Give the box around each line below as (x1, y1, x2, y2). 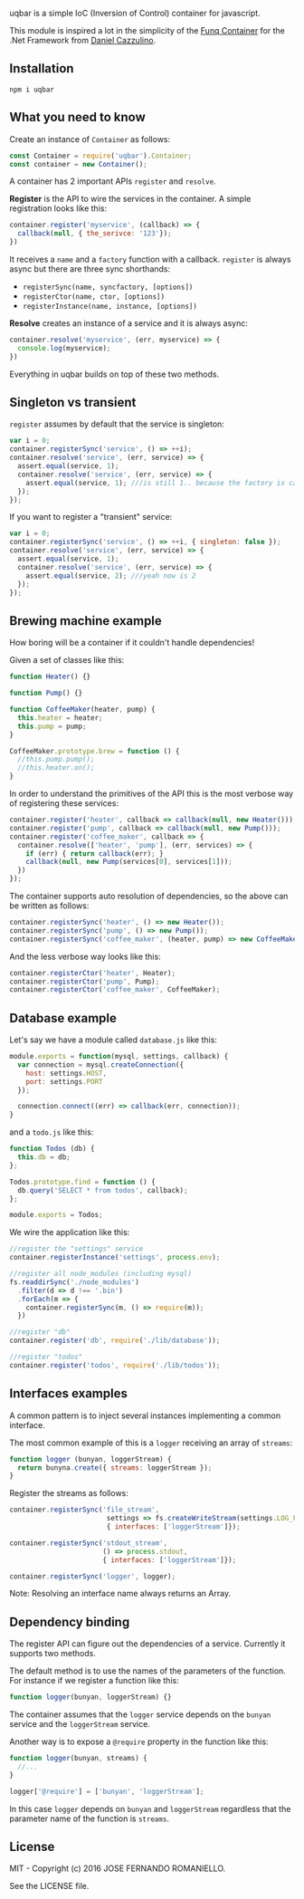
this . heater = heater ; (17, 713, 103, 723)
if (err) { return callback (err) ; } (25, 849, 165, 858)
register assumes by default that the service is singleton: (9, 418, 224, 429)
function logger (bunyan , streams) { (9, 1754, 147, 1763)
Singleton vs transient (9, 395, 137, 410)
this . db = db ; (17, 1153, 71, 1162)
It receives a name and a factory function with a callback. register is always (9, 254, 291, 264)
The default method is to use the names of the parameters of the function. (9, 1665, 287, 1676)
